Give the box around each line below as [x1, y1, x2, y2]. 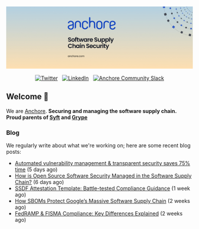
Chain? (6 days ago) [14, 178, 64, 185]
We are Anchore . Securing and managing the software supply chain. [6, 107, 177, 114]
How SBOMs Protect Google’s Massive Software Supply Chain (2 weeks [14, 197, 191, 204]
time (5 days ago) [14, 166, 58, 173]
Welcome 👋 [6, 92, 49, 102]
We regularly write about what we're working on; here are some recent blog [6, 141, 191, 149]
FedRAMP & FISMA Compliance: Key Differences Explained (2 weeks [14, 209, 183, 217]
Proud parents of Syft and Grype [6, 114, 88, 121]
